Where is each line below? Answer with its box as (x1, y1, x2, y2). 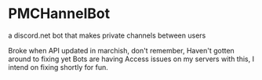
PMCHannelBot (8, 5, 111, 23)
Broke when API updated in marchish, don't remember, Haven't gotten (8, 45, 235, 55)
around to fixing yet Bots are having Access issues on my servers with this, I (8, 54, 255, 64)
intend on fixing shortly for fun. (8, 62, 108, 71)
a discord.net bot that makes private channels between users (8, 31, 206, 40)
